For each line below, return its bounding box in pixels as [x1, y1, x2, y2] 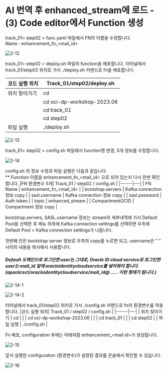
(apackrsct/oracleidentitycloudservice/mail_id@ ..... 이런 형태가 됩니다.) [5, 269, 157, 275]
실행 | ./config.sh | [10, 321, 48, 327]
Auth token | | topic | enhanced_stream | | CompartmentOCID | [5, 197, 134, 204]
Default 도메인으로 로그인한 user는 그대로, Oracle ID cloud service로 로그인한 [5, 256, 161, 262]
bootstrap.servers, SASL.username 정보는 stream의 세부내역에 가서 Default [5, 214, 157, 220]
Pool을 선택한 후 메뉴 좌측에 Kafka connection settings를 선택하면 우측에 [5, 220, 150, 227]
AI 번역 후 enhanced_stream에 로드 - [5, 5, 154, 16]
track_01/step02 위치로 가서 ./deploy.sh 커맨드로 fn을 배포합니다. [5, 66, 134, 73]
